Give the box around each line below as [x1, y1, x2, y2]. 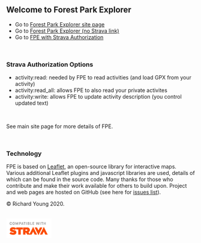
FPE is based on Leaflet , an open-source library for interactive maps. [6, 163, 177, 170]
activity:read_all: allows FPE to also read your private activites [14, 87, 168, 94]
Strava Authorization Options [6, 60, 94, 69]
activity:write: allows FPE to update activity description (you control [14, 93, 182, 100]
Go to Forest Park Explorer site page [14, 20, 105, 28]
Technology [6, 150, 42, 158]
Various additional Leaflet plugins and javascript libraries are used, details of [6, 170, 195, 177]
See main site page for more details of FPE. [6, 123, 113, 130]
